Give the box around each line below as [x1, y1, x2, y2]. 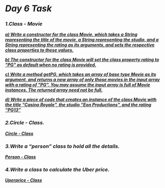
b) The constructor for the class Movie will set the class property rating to [5, 57, 160, 63]
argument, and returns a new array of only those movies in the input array [5, 77, 160, 82]
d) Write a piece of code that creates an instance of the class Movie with [5, 97, 157, 103]
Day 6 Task [5, 3, 52, 14]
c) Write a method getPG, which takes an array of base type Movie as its [5, 72, 156, 78]
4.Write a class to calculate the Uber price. [5, 166, 110, 173]
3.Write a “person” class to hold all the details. [5, 143, 120, 150]
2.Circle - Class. [5, 119, 45, 126]
